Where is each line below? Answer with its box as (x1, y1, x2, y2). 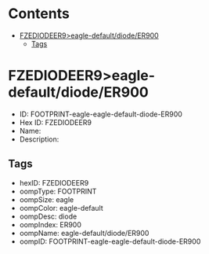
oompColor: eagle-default (19, 203, 103, 212)
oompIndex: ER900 (19, 219, 82, 229)
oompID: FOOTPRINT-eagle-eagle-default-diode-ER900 (19, 237, 201, 246)
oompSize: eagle (19, 194, 74, 204)
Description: (19, 134, 59, 144)
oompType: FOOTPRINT (19, 186, 97, 196)
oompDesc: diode (19, 212, 77, 221)
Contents (8, 5, 70, 23)
